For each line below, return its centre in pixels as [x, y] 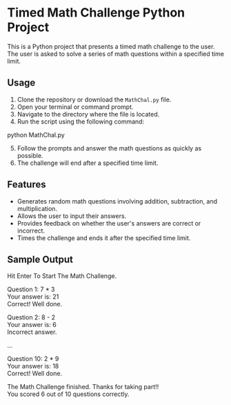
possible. [30, 155]
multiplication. [37, 208]
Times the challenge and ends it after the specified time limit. [104, 238]
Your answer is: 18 [33, 366]
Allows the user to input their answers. [72, 216]
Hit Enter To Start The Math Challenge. [62, 276]
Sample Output [40, 259]
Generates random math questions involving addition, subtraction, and [117, 201]
